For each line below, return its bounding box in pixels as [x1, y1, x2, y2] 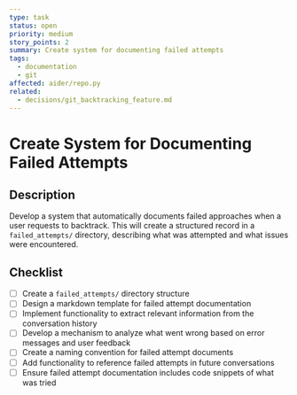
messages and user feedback [21, 337, 131, 348]
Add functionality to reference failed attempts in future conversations [21, 357, 275, 368]
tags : [9, 54, 29, 63]
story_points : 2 [9, 37, 69, 47]
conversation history [21, 318, 98, 329]
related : [9, 87, 42, 96]
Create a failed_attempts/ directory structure [21, 289, 190, 299]
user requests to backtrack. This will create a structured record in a [9, 221, 255, 231]
